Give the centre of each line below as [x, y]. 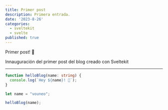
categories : [17, 24]
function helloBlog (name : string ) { [43, 75]
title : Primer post [25, 10]
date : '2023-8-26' [24, 19]
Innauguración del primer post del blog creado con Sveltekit [67, 61]
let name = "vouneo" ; [28, 94]
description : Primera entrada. [38, 14]
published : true [22, 38]
